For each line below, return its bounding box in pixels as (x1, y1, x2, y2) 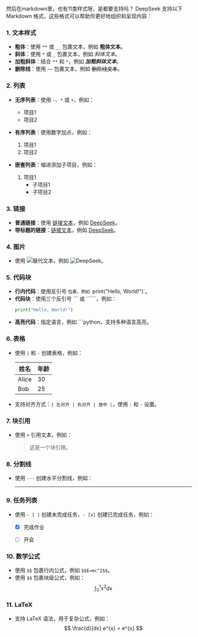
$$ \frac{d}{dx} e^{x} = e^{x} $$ (64, 625, 143, 632)
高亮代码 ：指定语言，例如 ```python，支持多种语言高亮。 (14, 318, 152, 326)
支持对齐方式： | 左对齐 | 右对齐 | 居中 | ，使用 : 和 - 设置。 (14, 400, 160, 407)
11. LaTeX (6, 601, 33, 609)
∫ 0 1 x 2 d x (94, 583, 113, 593)
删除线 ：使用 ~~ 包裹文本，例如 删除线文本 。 (14, 66, 123, 73)
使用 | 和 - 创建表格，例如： (14, 349, 83, 356)
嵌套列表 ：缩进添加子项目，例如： (14, 161, 98, 168)
